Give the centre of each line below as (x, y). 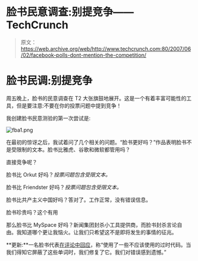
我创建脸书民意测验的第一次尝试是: (48, 118)
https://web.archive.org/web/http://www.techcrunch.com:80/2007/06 (106, 48)
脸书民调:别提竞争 (49, 81)
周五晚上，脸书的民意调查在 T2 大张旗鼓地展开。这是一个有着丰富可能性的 (96, 98)
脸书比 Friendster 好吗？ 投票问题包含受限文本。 (64, 187)
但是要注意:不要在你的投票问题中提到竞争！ (69, 105)
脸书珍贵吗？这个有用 (32, 212)
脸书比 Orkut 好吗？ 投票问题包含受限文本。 (59, 174)
